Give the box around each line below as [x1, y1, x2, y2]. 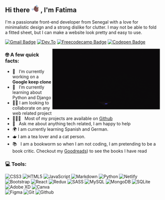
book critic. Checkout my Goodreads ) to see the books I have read [12, 148, 147, 154]
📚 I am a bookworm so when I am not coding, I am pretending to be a [12, 141, 156, 147]
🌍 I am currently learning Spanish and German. [12, 126, 109, 132]
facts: [5, 57, 20, 64]
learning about [12, 89, 42, 95]
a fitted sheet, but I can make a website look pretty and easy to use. [5, 29, 142, 35]
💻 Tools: [5, 161, 27, 168]
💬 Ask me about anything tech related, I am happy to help [12, 121, 131, 127]
